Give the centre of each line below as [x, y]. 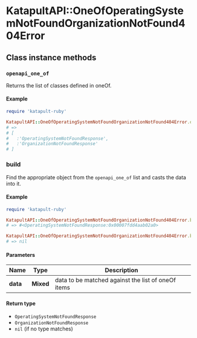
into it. [14, 183]
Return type [21, 303]
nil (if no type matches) [44, 329]
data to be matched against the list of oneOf [115, 280]
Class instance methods [51, 57]
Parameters [21, 255]
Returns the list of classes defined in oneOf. [59, 85]
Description [121, 270]
